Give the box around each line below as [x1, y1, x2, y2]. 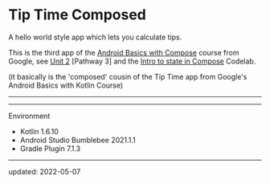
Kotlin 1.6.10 [19, 126, 59, 136]
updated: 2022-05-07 [8, 166, 81, 176]
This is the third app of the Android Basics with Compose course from [8, 47, 239, 57]
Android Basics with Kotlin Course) [8, 80, 124, 90]
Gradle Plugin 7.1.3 [19, 143, 81, 153]
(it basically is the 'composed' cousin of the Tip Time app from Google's [8, 72, 247, 81]
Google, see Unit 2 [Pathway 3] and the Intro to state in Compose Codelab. [8, 56, 256, 66]
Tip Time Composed [8, 6, 146, 24]
